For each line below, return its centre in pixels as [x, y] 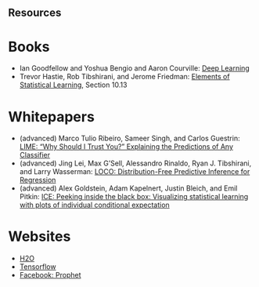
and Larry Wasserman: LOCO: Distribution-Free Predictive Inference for [135, 172]
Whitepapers [52, 116]
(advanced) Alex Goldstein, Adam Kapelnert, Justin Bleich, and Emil [128, 188]
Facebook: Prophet [50, 275]
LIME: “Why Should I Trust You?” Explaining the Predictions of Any [126, 147]
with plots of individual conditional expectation [94, 205]
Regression [38, 180]
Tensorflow [38, 267]
